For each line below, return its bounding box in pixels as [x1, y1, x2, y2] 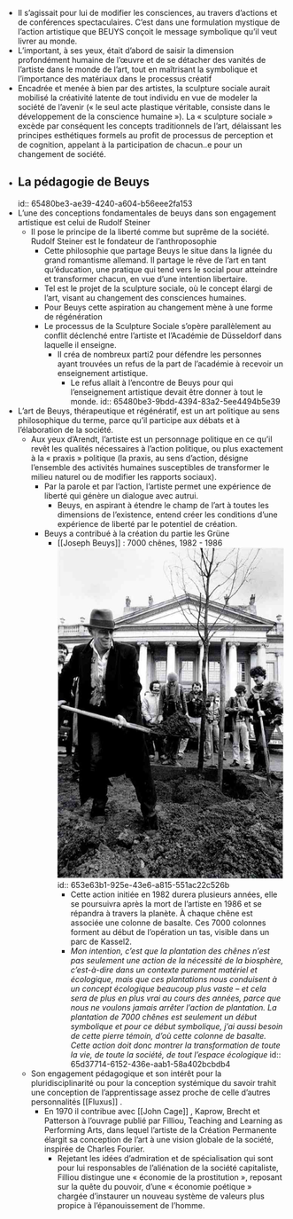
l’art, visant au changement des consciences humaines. [43, 292, 247, 303]
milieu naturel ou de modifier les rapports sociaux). [30, 471, 217, 482]
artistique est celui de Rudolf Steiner [17, 216, 150, 227]
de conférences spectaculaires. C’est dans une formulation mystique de [17, 17, 281, 28]
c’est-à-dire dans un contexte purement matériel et [70, 964, 258, 975]
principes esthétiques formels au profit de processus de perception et [17, 130, 274, 140]
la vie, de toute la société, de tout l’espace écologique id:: [70, 1049, 281, 1059]
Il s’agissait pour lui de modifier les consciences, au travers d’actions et [17, 8, 278, 18]
